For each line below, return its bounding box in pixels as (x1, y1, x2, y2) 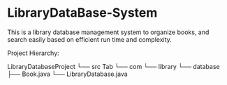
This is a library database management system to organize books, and (7, 28, 210, 36)
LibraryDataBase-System (7, 5, 158, 21)
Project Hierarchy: (7, 49, 59, 57)
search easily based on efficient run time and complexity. (7, 35, 173, 43)
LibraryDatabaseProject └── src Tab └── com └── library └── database (7, 62, 220, 70)
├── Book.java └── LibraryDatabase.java (7, 70, 128, 78)
